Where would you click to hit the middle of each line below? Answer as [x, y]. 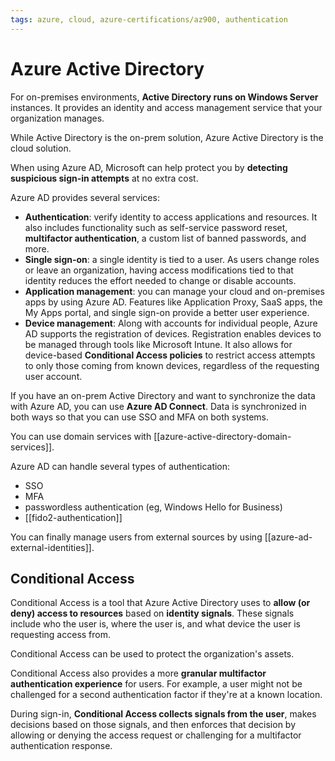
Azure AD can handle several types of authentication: [120, 466]
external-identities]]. [52, 547]
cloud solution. [41, 148]
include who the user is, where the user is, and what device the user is [155, 624]
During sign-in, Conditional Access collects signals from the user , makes [163, 714]
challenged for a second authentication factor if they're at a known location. [166, 695]
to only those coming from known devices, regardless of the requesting [172, 365]
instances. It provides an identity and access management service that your [166, 107]
